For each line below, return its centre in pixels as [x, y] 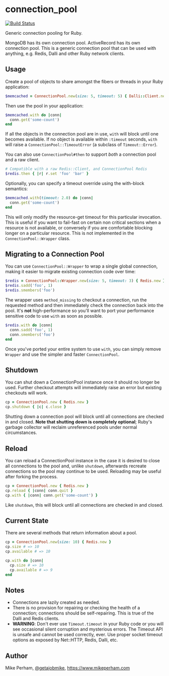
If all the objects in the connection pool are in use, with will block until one [82, 134]
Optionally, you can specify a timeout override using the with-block [75, 183]
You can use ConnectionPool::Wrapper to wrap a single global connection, [81, 266]
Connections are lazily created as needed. [56, 602]
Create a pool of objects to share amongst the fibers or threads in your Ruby [84, 81]
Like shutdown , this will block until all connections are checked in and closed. [84, 505]
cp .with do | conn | [24, 561]
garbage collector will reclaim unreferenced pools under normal [71, 427]
